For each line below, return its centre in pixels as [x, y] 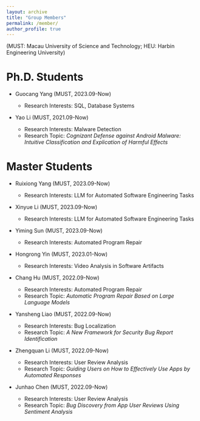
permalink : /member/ [33, 23]
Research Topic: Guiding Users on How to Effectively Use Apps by [107, 369]
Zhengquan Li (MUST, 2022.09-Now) [62, 351]
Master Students [50, 167]
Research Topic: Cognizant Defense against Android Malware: [102, 136]
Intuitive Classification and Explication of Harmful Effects [96, 142]
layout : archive [27, 12]
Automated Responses [53, 375]
